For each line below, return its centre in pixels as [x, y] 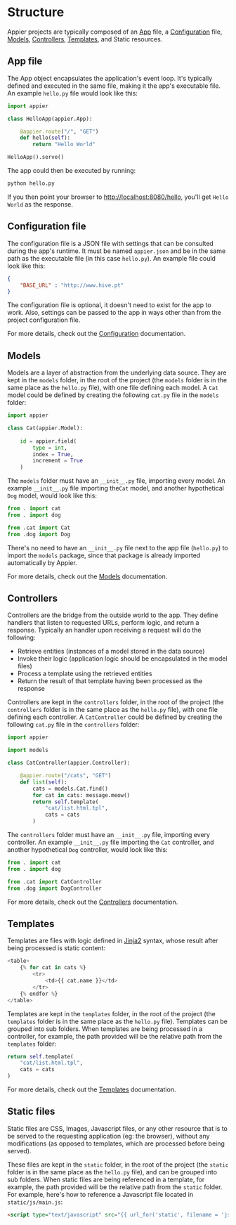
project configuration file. [44, 320]
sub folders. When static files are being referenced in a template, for [106, 1179]
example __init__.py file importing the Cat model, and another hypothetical [116, 488]
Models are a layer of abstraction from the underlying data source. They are [117, 372]
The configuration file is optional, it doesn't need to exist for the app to [110, 305]
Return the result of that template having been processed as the [110, 681]
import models [28, 750]
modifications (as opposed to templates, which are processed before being [116, 1143]
